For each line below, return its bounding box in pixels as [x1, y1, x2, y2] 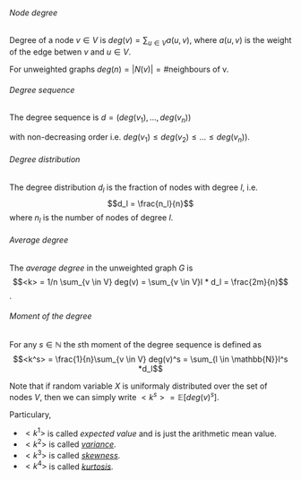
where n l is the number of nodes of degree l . [9, 211, 174, 225]
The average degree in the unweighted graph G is [9, 262, 193, 273]
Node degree [9, 7, 58, 18]
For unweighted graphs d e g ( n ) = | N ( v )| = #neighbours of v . [9, 64, 229, 74]
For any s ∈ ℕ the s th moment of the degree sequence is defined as [9, 339, 262, 349]
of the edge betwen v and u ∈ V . [9, 47, 132, 57]
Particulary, [9, 408, 52, 420]
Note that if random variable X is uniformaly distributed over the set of [9, 381, 268, 391]
